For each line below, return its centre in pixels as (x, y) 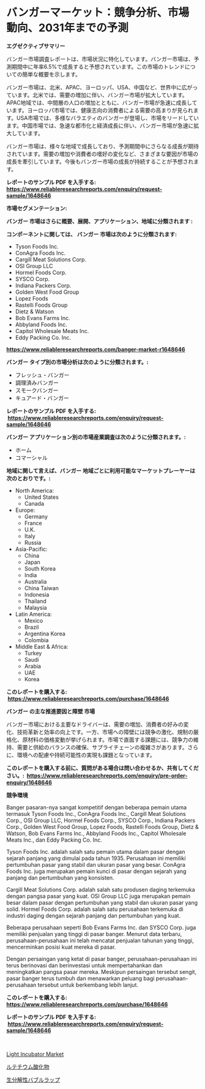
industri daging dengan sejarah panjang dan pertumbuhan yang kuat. (94, 915)
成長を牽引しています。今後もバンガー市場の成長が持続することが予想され (100, 161)
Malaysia (35, 607)
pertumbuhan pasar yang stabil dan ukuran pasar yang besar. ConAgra (96, 864)
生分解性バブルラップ (33, 1080)
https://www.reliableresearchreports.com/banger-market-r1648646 (96, 349)
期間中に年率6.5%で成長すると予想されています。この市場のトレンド (98, 66)
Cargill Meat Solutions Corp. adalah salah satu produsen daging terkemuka (101, 889)
